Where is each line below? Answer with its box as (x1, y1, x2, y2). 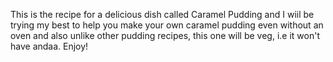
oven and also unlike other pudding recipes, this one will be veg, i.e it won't (10, 30, 320, 41)
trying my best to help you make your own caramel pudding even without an (10, 19, 324, 31)
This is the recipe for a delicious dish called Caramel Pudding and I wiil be (10, 9, 315, 20)
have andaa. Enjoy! (10, 40, 89, 52)
